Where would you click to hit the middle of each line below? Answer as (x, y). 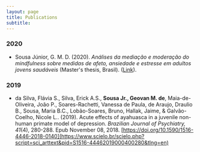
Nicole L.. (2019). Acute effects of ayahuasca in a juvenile (107, 117)
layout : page (23, 12)
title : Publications (32, 17)
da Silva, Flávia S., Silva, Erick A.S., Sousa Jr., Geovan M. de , (91, 98)
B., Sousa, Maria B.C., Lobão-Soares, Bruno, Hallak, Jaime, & (90, 111)
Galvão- (177, 111)
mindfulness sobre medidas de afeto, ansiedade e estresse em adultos (103, 63)
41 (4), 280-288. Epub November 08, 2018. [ (69, 130)
